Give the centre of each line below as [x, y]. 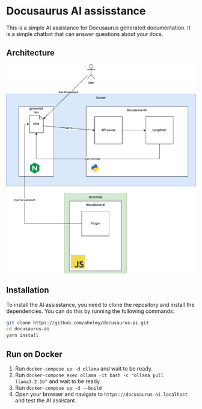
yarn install [23, 335]
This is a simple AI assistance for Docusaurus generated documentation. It [98, 28]
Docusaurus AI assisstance [76, 11]
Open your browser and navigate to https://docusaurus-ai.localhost [101, 394]
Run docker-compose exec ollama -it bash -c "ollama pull [89, 375]
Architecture [31, 53]
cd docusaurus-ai [28, 329]
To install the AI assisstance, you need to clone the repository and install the [100, 304]
